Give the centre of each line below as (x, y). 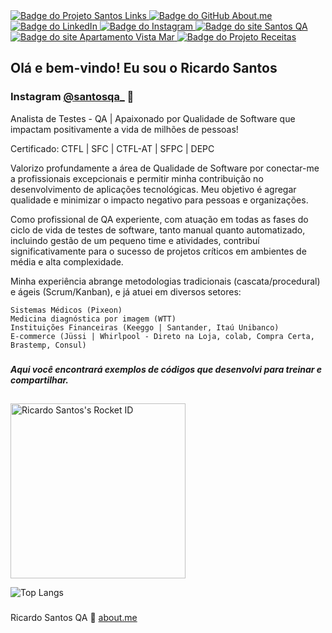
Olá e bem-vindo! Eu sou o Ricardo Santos (144, 68)
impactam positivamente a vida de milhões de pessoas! (124, 129)
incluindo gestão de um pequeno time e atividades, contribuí (135, 240)
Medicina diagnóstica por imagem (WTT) (93, 319)
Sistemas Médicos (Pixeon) (66, 310)
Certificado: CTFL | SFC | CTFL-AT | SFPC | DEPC (112, 148)
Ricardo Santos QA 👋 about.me (74, 617)
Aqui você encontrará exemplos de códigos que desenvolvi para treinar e (166, 369)
